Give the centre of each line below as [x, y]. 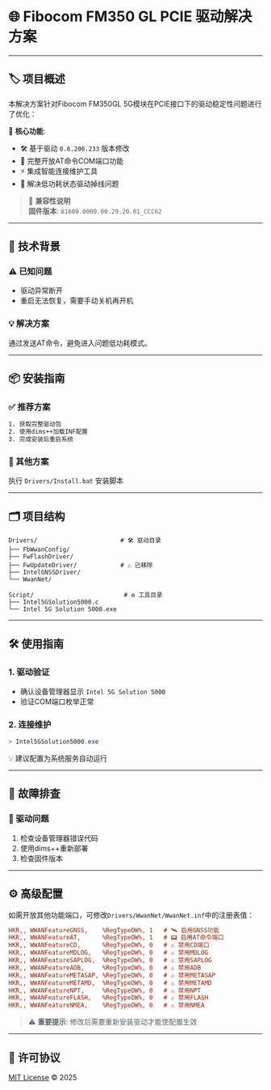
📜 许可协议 [34, 1057]
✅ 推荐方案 [29, 407]
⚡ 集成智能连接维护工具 [59, 171]
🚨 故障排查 [34, 794]
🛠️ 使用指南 [36, 644]
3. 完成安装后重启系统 [41, 439]
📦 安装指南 [37, 378]
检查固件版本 [41, 858]
